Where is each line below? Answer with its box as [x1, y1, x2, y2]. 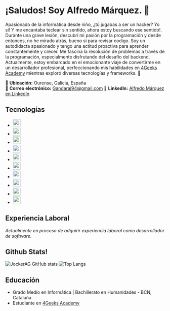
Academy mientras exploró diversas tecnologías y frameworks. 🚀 [5, 70, 141, 76]
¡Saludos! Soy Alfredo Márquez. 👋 [5, 5, 150, 16]
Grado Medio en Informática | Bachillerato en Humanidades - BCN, [12, 289, 152, 295]
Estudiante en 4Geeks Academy [12, 300, 80, 306]
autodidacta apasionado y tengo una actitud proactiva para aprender [5, 43, 149, 49]
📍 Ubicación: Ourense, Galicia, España [5, 80, 87, 86]
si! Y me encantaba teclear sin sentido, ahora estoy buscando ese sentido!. [5, 26, 162, 33]
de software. [5, 233, 32, 239]
